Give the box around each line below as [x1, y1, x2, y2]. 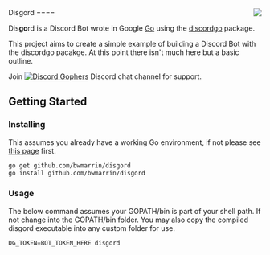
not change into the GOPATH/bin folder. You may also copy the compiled [8, 215, 249, 224]
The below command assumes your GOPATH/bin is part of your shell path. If [8, 206, 261, 216]
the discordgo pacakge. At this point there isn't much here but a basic [8, 47, 239, 57]
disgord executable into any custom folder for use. [8, 223, 175, 232]
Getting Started [8, 95, 88, 109]
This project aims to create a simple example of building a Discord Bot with [8, 39, 256, 48]
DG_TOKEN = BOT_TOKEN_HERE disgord [8, 239, 121, 247]
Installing [8, 119, 46, 130]
